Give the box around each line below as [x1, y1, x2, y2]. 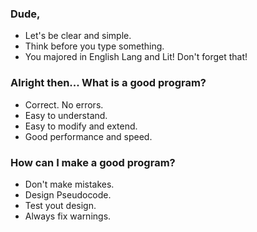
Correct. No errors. [24, 98, 104, 111]
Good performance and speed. [24, 130, 153, 142]
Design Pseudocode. [24, 188, 112, 201]
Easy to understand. [24, 109, 108, 121]
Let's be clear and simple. [24, 30, 132, 42]
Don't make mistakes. [24, 178, 115, 190]
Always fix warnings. [24, 210, 112, 222]
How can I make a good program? [10, 155, 176, 169]
